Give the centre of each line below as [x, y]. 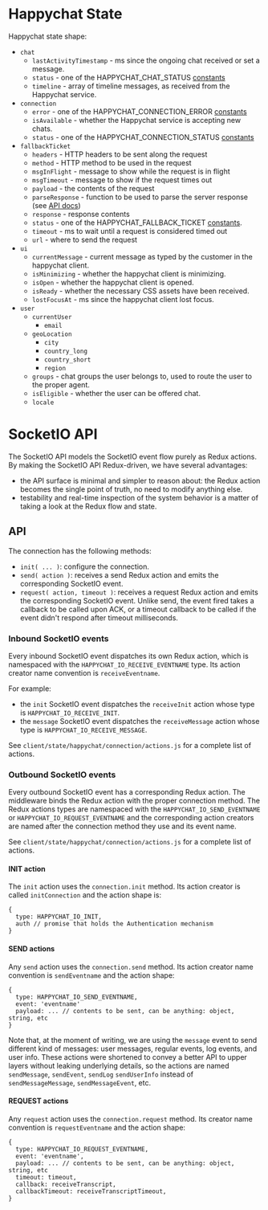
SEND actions [32, 949]
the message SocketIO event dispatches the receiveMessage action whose [140, 721]
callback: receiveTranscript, [66, 1184]
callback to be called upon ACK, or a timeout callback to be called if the [138, 609]
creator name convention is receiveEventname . [84, 672]
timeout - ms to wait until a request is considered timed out [130, 231]
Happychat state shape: [48, 36]
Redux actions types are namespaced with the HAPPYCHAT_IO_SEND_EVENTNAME [134, 809]
